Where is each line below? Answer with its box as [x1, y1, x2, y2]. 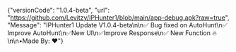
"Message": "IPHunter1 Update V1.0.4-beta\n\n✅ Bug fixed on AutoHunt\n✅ [7, 21, 228, 29]
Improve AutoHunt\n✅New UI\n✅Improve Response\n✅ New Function [7, 29, 211, 37]
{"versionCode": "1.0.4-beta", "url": [7, 6, 110, 14]
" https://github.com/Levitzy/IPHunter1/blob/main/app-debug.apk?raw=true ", [7, 13, 230, 22]
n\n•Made [7, 37, 40, 45]
